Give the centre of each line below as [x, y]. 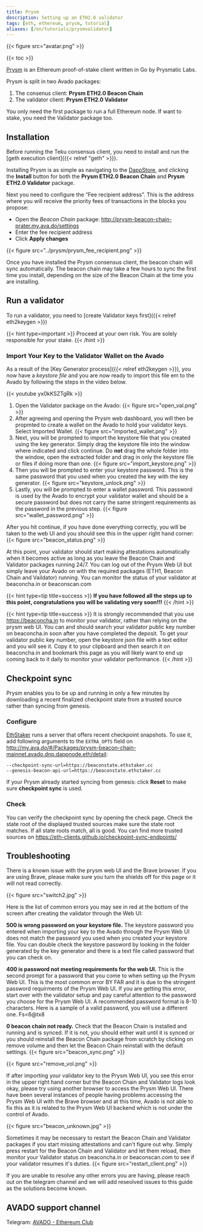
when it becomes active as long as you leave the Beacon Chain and [91, 558]
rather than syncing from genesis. [48, 706]
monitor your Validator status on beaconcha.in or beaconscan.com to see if [101, 1157]
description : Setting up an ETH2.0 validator [65, 18]
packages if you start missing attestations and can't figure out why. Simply [99, 1144]
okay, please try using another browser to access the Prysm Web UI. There [100, 1089]
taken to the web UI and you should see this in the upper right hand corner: [100, 534]
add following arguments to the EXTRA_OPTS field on [70, 742]
